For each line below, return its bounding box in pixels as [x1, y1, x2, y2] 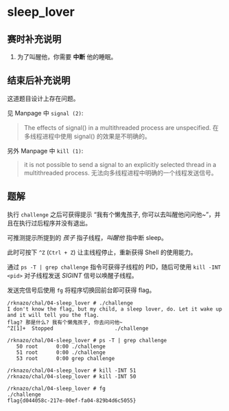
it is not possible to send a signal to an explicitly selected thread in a [23, 160, 217, 168]
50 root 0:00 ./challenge [16, 343, 106, 350]
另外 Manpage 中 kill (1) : [7, 146, 84, 155]
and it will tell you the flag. [7, 311, 99, 318]
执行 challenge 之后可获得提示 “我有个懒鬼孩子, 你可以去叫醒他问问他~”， [7, 210, 215, 219]
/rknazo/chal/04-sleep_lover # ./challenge [7, 300, 134, 307]
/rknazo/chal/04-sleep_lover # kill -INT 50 [7, 373, 136, 380]
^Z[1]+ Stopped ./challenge [7, 324, 149, 332]
